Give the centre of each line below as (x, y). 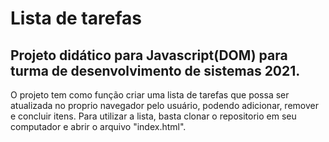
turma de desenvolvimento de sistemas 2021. (155, 70)
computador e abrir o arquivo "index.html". (98, 126)
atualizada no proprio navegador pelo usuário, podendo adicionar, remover (164, 105)
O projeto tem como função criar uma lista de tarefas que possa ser (150, 95)
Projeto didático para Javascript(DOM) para (149, 55)
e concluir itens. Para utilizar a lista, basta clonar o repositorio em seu (153, 116)
